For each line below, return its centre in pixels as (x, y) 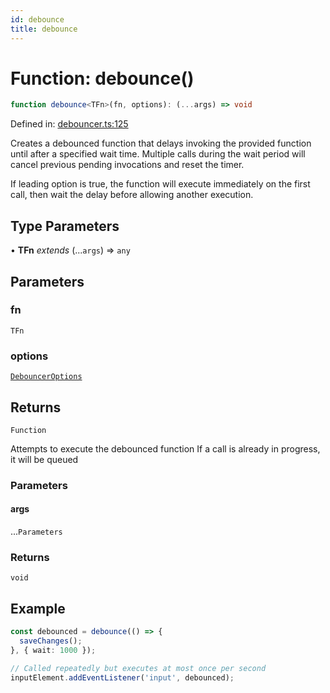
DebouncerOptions (46, 377)
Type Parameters (65, 226)
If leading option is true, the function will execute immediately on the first (160, 184)
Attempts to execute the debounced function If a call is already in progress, (165, 448)
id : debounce (37, 19)
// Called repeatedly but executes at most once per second (138, 668)
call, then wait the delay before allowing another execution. (132, 195)
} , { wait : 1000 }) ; (53, 650)
